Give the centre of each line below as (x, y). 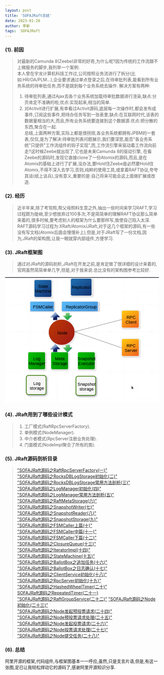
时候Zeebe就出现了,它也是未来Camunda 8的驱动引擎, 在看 (93, 152)
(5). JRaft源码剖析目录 (31, 459)
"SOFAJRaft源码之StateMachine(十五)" (56, 556)
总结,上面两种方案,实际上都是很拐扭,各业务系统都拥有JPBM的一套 (90, 133)
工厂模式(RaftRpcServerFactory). (57, 426)
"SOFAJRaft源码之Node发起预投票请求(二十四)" (65, 611)
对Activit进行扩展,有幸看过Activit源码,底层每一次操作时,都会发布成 (90, 108)
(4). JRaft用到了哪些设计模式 (39, 415)
